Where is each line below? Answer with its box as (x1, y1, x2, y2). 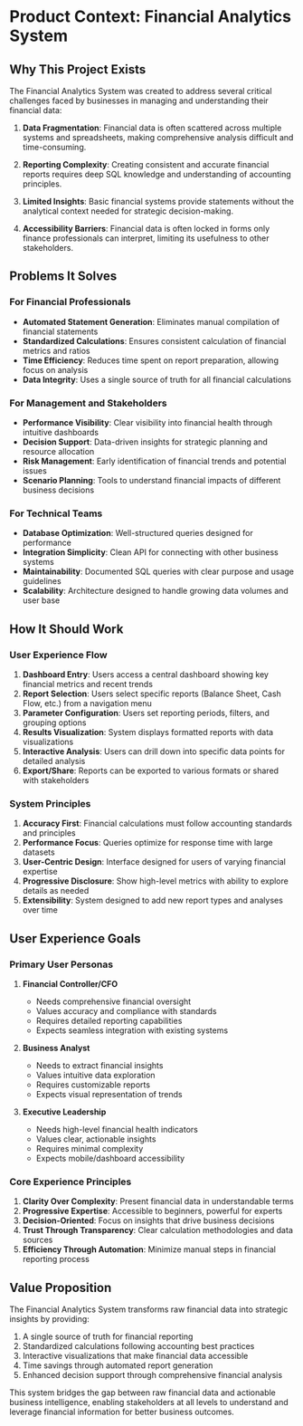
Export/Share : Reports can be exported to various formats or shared (22, 765, 279, 776)
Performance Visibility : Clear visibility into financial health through (22, 416, 273, 427)
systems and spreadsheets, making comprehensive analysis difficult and (22, 132, 294, 142)
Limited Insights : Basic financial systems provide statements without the (22, 196, 294, 206)
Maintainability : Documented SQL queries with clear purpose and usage (22, 566, 295, 577)
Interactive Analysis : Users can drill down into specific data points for (22, 745, 285, 757)
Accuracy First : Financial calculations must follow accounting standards (22, 818, 292, 829)
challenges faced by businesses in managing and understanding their (9, 95, 269, 106)
